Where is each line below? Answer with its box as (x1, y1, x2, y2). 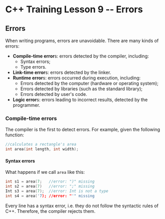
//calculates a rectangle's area (5, 142, 77, 147)
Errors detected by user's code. (20, 91, 87, 97)
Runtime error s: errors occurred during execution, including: (12, 75, 141, 81)
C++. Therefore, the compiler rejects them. (5, 208, 96, 214)
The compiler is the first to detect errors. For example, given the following (5, 127, 160, 133)
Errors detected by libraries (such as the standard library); (20, 86, 143, 92)
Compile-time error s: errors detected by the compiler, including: (12, 53, 149, 59)
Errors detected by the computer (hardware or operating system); (20, 81, 159, 86)
